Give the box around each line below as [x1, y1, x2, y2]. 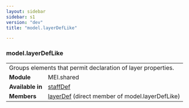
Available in [9, 82, 43, 90]
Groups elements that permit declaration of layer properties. [9, 64, 174, 72]
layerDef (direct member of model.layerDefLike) [48, 92, 180, 100]
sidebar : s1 [6, 14, 35, 20]
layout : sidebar [6, 8, 46, 15]
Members [9, 92, 37, 100]
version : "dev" [6, 19, 43, 25]
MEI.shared [48, 73, 79, 81]
